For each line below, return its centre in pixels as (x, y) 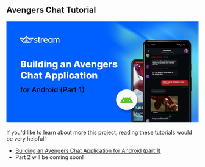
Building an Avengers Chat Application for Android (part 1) (88, 151)
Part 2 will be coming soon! (49, 157)
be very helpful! (26, 139)
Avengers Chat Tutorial (51, 10)
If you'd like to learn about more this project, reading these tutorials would (99, 132)
